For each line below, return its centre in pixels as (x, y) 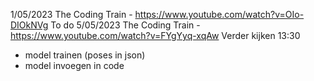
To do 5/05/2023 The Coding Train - (125, 25)
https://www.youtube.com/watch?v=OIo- (219, 14)
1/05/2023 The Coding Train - (71, 14)
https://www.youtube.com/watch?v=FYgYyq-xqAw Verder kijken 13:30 (155, 35)
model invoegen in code (74, 65)
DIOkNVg (29, 25)
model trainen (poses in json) (85, 55)
